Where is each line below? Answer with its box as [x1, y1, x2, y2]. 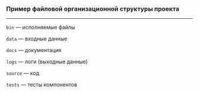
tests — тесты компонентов [6, 81, 78, 88]
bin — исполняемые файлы [6, 24, 75, 31]
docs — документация [6, 47, 62, 54]
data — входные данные [6, 35, 68, 43]
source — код [6, 70, 40, 77]
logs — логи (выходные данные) [6, 58, 88, 65]
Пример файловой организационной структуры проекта [6, 5, 179, 13]
